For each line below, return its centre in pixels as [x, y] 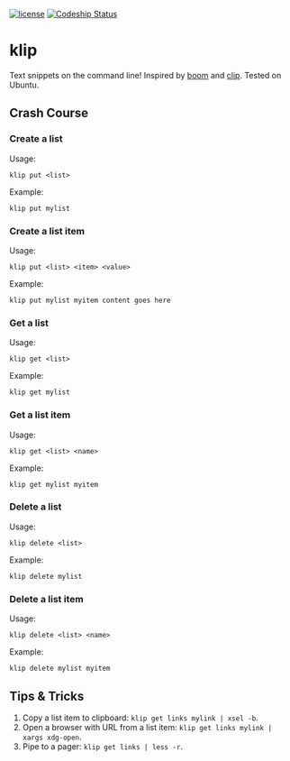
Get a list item [40, 415]
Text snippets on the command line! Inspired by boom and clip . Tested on [145, 75]
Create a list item [47, 231]
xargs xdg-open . [52, 737]
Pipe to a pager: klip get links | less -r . [102, 746]
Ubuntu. [24, 85]
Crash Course [49, 113]
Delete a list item [46, 599]
